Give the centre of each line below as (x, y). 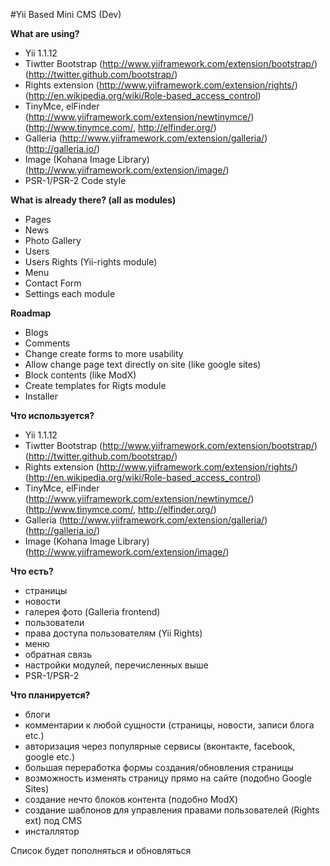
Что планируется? (50, 695)
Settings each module (70, 293)
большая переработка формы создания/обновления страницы (159, 767)
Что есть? (32, 571)
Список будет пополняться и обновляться (101, 850)
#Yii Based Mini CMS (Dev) (66, 14)
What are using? (45, 33)
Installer (41, 396)
